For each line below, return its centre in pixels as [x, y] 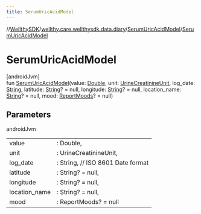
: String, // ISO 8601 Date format [103, 163]
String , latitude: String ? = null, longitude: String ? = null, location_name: [94, 89]
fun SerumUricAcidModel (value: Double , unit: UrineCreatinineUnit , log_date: [101, 83]
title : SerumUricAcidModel [40, 12]
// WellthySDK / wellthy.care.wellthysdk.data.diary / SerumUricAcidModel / [94, 29]
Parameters [29, 114]
